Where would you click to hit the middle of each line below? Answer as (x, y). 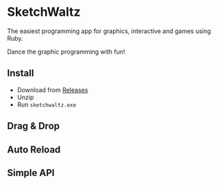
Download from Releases (52, 89)
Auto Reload (34, 150)
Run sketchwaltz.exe (47, 105)
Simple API (31, 173)
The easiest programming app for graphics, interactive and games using (109, 31)
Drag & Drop (34, 126)
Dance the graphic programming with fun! (66, 52)
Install (21, 73)
